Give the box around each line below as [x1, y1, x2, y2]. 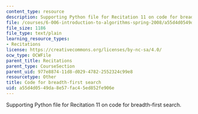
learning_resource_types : [6, 36, 70, 42]
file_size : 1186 [6, 25, 46, 31]
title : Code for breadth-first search [6, 80, 101, 86]
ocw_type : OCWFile [6, 52, 51, 58]
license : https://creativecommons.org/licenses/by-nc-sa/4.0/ [6, 47, 162, 53]
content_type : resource [6, 8, 65, 15]
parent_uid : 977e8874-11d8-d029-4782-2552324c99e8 [6, 69, 133, 75]
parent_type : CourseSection [6, 63, 75, 69]
